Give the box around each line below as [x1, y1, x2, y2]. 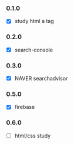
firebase [14, 104, 35, 111]
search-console [14, 46, 53, 53]
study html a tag [14, 18, 54, 25]
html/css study [14, 132, 51, 139]
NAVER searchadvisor [14, 75, 68, 82]
